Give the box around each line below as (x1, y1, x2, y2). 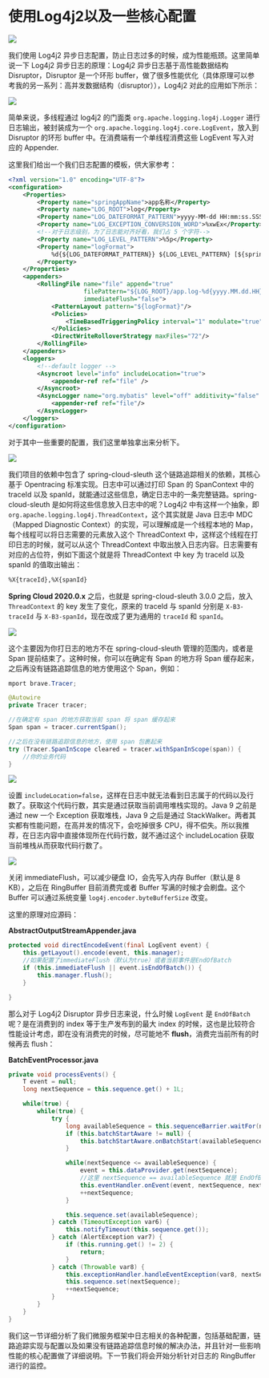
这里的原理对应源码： (8, 910, 78, 919)
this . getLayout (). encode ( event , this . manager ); (22, 949, 184, 957)
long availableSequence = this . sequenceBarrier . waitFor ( (65, 1122, 260, 1130)
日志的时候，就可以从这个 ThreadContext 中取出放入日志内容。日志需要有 (14, 539, 259, 549)
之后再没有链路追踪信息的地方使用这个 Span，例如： (8, 663, 182, 673)
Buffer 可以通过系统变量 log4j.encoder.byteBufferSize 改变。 (8, 893, 212, 902)
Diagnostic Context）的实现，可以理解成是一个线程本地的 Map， (44, 519, 258, 529)
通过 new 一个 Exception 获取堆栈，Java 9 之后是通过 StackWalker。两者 (8, 811, 250, 821)
